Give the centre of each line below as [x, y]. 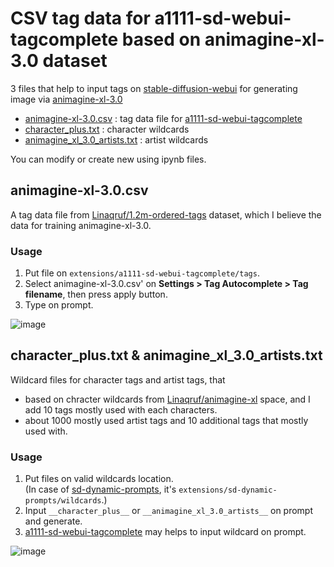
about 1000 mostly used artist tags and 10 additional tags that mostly [166, 420]
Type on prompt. [59, 305]
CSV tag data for [80, 18]
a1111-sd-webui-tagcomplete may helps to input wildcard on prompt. [165, 532]
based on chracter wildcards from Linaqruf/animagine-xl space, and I [167, 399]
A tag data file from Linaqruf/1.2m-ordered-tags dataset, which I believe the [166, 214]
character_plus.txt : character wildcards [107, 129]
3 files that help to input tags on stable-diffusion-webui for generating [154, 88]
